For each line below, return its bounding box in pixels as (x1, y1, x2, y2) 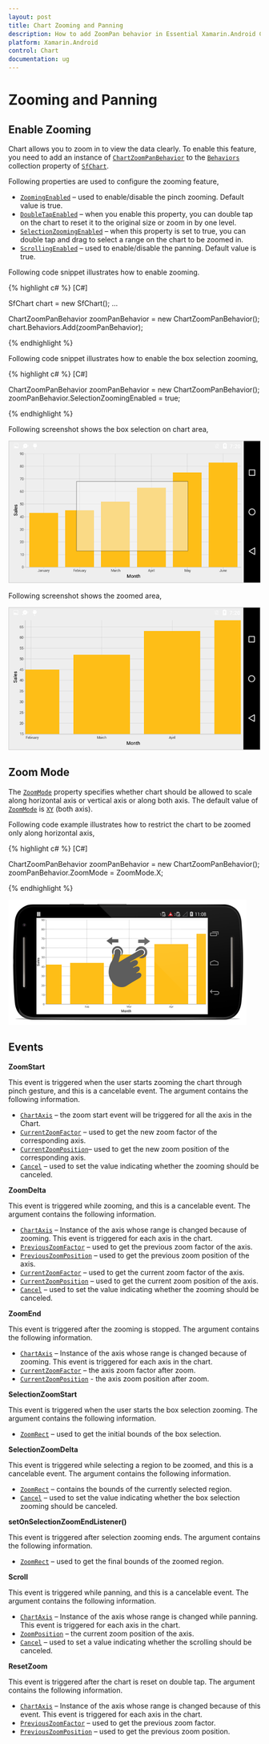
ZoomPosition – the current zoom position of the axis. (19, 1628, 195, 1638)
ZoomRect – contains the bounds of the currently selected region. (19, 1484, 232, 1494)
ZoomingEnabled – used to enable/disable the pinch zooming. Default (19, 193, 244, 201)
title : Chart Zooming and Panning (8, 21, 124, 30)
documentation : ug (8, 55, 70, 63)
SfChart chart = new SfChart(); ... (8, 299, 118, 308)
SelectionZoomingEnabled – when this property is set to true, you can (19, 226, 247, 236)
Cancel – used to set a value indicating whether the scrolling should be (19, 1637, 252, 1647)
